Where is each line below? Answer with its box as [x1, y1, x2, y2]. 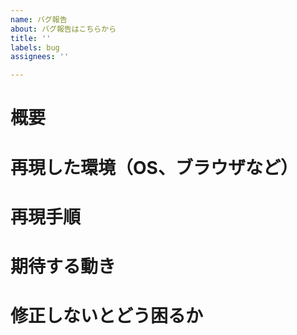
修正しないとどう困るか [10, 305, 204, 328]
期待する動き [10, 255, 117, 278]
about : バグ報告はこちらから [10, 24, 117, 34]
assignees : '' [10, 52, 70, 62]
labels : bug [10, 42, 60, 53]
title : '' [10, 33, 52, 43]
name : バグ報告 [10, 14, 68, 25]
